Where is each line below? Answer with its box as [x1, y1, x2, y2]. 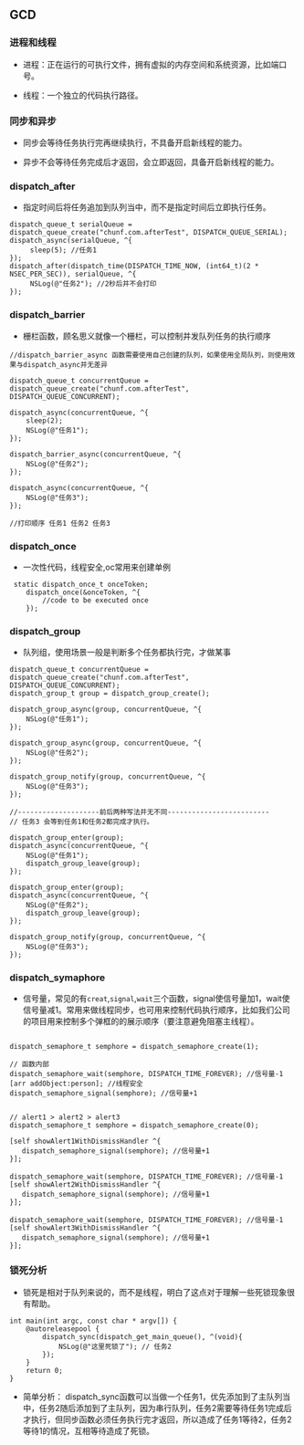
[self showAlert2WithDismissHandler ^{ [9, 1180, 162, 1189]
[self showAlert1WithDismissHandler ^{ [9, 1136, 162, 1147]
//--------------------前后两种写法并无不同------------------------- [9, 808, 270, 817]
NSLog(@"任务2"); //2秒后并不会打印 [29, 279, 157, 288]
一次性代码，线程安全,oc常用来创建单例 [22, 561, 172, 572]
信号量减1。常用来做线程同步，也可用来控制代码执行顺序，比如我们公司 [22, 1004, 290, 1016]
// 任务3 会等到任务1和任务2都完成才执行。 [9, 817, 154, 827]
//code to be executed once [42, 595, 149, 605]
